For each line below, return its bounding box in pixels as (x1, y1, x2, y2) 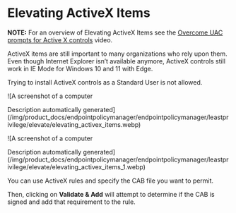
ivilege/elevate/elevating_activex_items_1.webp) (7, 162, 146, 171)
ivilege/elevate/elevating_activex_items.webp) (7, 120, 141, 128)
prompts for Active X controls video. (7, 35, 113, 44)
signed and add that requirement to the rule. (7, 197, 136, 206)
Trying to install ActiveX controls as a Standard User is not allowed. (7, 78, 203, 86)
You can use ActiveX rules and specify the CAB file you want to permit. (7, 176, 214, 185)
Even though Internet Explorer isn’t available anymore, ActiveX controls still (7, 56, 226, 65)
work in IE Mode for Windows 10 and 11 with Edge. (7, 64, 153, 73)
